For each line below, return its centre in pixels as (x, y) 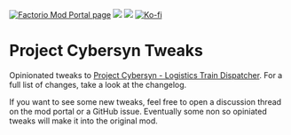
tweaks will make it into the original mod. (83, 121)
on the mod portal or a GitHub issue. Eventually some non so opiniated (138, 111)
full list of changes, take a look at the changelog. (98, 84)
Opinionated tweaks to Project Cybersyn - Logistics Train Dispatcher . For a (146, 75)
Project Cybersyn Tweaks (106, 51)
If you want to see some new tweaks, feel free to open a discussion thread (145, 101)
